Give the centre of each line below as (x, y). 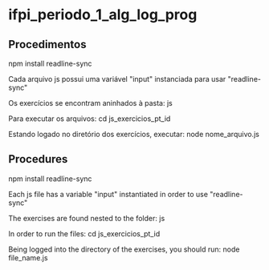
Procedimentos (47, 44)
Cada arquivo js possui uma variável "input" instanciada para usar (117, 79)
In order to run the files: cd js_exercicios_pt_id (84, 233)
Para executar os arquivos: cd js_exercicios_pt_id (90, 119)
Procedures (38, 159)
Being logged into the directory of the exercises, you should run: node (124, 249)
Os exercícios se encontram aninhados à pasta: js (90, 103)
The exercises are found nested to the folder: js (87, 218)
